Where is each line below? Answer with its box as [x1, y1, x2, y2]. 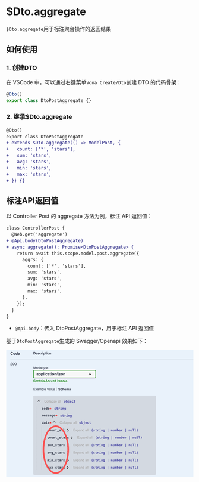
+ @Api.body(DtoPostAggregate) [6, 238, 84, 244]
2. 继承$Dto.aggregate [6, 113, 72, 121]
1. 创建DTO [6, 64, 37, 72]
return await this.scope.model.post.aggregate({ [17, 250, 140, 257]
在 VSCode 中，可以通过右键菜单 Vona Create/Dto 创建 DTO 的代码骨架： [6, 78, 182, 85]
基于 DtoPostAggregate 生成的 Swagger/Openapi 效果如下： [6, 338, 149, 345]
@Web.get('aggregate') [11, 231, 68, 237]
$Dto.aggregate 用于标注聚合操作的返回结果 [6, 25, 112, 32]
